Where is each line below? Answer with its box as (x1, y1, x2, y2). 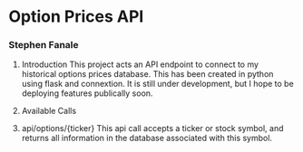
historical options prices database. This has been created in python (21, 69, 274, 80)
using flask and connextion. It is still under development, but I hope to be (21, 79, 294, 90)
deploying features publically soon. (21, 88, 153, 99)
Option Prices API (8, 6, 144, 27)
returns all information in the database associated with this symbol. (21, 133, 273, 144)
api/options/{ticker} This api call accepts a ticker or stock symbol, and (21, 123, 284, 134)
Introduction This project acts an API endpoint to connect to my (21, 59, 259, 70)
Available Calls (21, 106, 77, 117)
